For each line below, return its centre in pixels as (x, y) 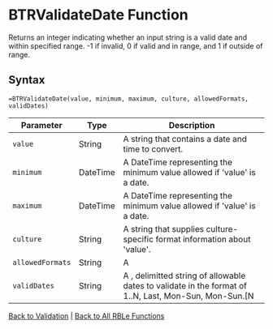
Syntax (27, 80)
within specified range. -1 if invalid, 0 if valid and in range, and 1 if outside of (136, 45)
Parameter (41, 125)
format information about (203, 239)
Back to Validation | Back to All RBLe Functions (87, 316)
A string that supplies (164, 229)
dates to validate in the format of (185, 285)
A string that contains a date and (185, 139)
